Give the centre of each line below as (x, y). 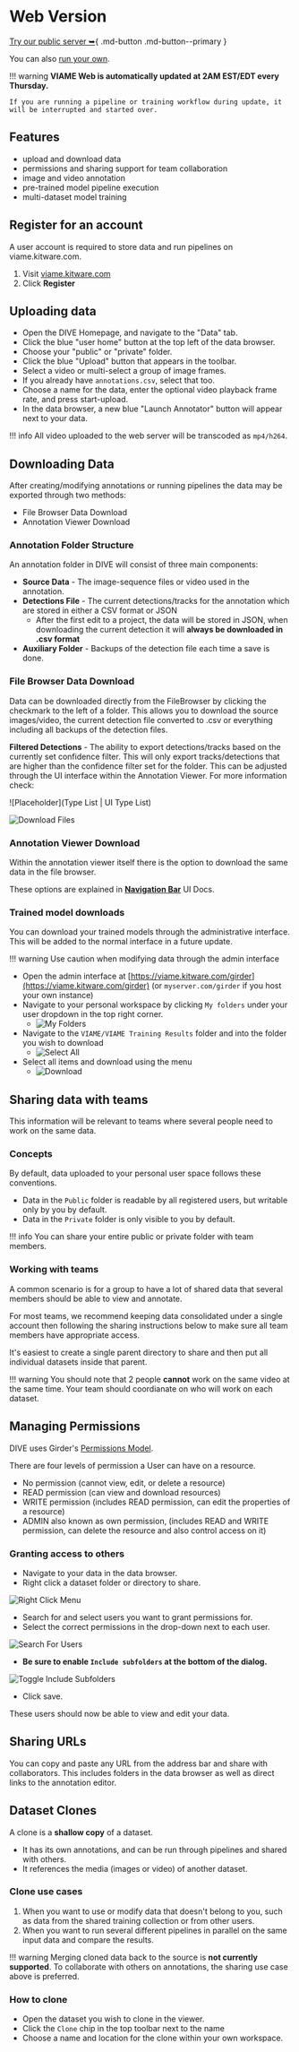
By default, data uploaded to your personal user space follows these (135, 1173)
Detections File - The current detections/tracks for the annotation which (156, 601)
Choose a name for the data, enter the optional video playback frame (149, 390)
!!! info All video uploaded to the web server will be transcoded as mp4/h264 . (149, 435)
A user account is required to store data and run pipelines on (121, 246)
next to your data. (55, 418)
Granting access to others (67, 1554)
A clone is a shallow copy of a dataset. (81, 1832)
